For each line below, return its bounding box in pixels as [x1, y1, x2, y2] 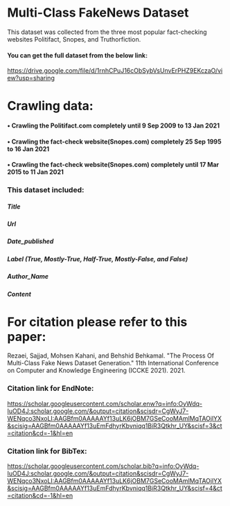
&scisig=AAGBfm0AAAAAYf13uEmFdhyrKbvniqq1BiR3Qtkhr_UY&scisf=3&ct [7, 421, 222, 430]
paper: [7, 329, 46, 344]
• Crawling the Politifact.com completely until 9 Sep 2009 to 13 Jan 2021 [7, 121, 220, 130]
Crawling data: [7, 98, 94, 114]
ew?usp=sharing [7, 74, 55, 82]
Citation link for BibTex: [7, 446, 88, 455]
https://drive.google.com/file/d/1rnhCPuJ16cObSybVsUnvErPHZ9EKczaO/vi [7, 67, 223, 75]
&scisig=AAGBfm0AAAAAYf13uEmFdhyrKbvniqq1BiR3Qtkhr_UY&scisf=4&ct [7, 484, 223, 493]
